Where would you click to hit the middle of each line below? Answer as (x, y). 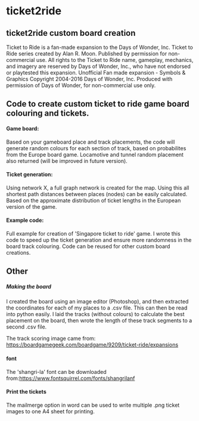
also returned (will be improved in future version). (67, 161)
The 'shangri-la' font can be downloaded (56, 372)
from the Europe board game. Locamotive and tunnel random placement (95, 154)
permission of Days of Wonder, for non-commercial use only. (81, 85)
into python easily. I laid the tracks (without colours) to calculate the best (95, 314)
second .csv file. (27, 327)
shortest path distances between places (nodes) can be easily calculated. (97, 194)
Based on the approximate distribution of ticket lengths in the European (94, 200)
